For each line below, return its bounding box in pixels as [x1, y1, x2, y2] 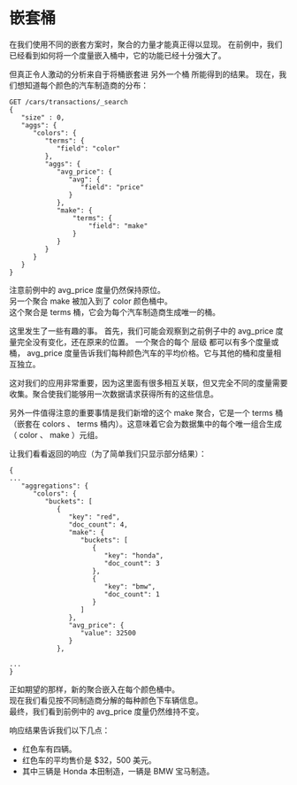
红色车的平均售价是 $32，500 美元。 [21, 754, 156, 766]
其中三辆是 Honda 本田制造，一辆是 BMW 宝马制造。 [21, 766, 215, 776]
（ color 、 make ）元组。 [9, 429, 103, 440]
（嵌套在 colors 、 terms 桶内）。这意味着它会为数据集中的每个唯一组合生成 [9, 418, 283, 429]
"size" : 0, [20, 112, 65, 122]
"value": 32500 [80, 628, 137, 637]
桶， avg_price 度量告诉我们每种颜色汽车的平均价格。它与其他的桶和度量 [9, 347, 274, 358]
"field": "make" [88, 221, 148, 230]
